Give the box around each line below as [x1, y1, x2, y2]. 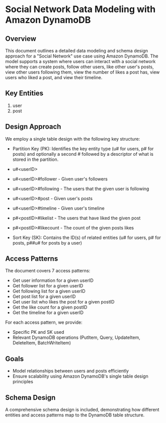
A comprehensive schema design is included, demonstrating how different [5, 407, 159, 413]
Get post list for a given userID [12, 293, 76, 299]
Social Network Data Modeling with [5, 4, 156, 15]
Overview [5, 34, 37, 43]
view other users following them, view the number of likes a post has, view [5, 69, 160, 75]
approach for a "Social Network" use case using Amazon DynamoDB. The [5, 53, 158, 59]
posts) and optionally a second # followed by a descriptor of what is [12, 151, 153, 157]
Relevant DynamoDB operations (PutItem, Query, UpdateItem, [12, 334, 141, 341]
